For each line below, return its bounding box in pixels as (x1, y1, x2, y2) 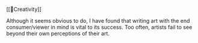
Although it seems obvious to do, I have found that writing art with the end (6, 17, 190, 24)
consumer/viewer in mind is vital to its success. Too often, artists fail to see (6, 24, 193, 30)
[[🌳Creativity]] (6, 6, 42, 13)
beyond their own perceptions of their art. (6, 30, 110, 37)
